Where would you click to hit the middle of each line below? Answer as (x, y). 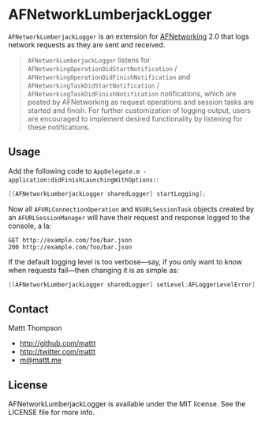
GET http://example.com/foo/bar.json (70, 240)
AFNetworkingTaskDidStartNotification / (93, 85)
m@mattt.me (40, 360)
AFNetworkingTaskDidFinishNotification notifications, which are (132, 93)
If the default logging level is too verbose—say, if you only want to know (125, 261)
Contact (28, 309)
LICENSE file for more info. (52, 413)
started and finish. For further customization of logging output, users (139, 110)
